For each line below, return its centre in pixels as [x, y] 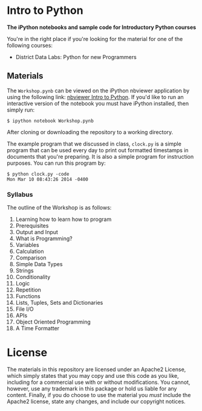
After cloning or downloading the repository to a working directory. [90, 132]
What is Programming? [44, 238]
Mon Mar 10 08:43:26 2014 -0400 [47, 179]
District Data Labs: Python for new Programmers [76, 57]
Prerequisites [32, 226]
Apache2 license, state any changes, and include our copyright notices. [96, 401]
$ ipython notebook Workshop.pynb [50, 121]
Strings [24, 271]
